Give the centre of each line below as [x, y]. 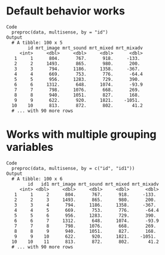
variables [30, 147]
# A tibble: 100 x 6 [37, 179]
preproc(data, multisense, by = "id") [60, 32]
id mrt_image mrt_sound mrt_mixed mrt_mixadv [85, 48]
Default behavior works [66, 11]
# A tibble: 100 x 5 [37, 42]
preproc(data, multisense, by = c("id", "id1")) [73, 168]
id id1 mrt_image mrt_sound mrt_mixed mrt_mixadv [94, 184]
